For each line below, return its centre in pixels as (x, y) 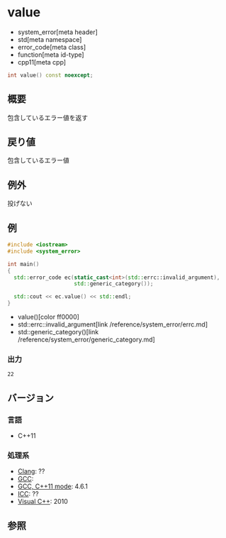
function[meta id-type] (51, 55)
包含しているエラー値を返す (48, 117)
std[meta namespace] (50, 39)
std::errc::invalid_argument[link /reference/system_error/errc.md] (113, 324)
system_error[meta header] (57, 32)
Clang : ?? (31, 471)
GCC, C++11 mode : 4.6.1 (53, 486)
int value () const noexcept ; (50, 75)
